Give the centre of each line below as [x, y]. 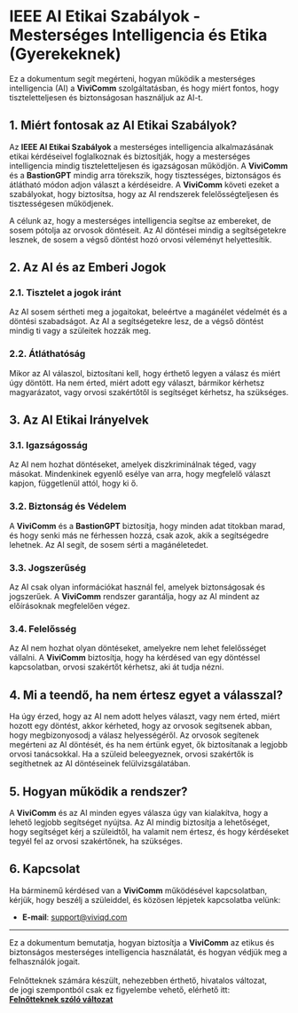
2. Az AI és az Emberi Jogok [88, 268]
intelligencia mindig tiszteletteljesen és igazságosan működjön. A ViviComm [149, 165]
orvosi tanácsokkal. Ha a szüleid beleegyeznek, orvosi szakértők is [132, 754]
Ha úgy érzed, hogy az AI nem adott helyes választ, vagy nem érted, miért [145, 716]
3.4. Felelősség [43, 629]
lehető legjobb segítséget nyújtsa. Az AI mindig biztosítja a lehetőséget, [140, 822]
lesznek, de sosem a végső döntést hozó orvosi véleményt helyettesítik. [141, 239]
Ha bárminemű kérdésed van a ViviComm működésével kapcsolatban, [138, 890]
